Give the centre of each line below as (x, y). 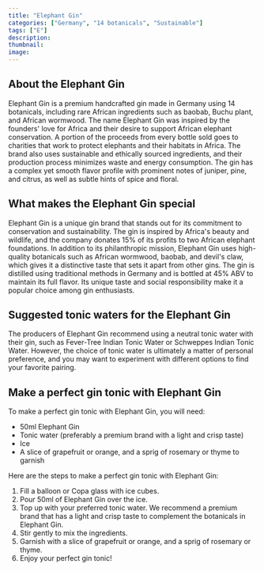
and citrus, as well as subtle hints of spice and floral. (94, 179)
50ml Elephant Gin (50, 427)
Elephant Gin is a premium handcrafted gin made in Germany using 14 (122, 103)
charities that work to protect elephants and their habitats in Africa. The (124, 145)
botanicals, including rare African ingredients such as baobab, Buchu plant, (131, 112)
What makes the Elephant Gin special (102, 204)
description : (30, 38)
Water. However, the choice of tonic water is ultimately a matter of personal (131, 351)
